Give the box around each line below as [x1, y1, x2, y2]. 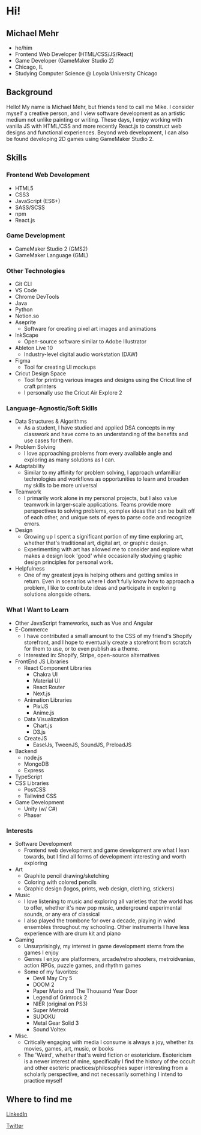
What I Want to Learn [6, 605, 69, 614]
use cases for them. [23, 437, 73, 444]
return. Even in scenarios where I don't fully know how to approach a [23, 578, 194, 585]
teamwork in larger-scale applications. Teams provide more [23, 501, 171, 508]
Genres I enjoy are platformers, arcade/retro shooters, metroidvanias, [23, 955, 196, 962]
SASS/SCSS [14, 204, 45, 211]
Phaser [23, 811, 42, 819]
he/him [14, 44, 33, 51]
